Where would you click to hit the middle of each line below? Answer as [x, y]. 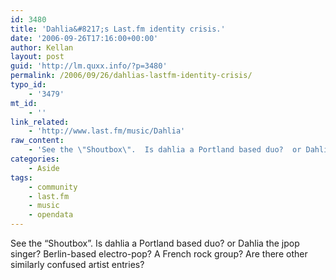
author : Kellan [42, 47]
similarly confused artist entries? [77, 264]
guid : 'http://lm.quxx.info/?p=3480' [89, 66]
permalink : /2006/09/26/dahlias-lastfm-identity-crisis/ [131, 76]
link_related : [40, 122]
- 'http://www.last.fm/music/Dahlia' [107, 131]
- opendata [51, 215]
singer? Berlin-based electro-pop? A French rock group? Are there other [159, 254]
